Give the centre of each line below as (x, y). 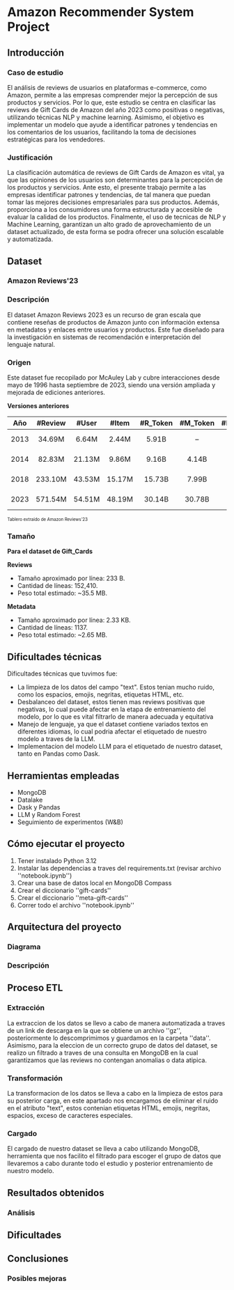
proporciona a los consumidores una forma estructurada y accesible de (110, 210)
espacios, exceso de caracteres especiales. (70, 1116)
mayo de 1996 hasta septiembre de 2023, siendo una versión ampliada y (111, 385)
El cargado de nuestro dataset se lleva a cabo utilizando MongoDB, (103, 1149)
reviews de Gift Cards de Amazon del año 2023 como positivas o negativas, (116, 109)
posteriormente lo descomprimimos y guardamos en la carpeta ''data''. (109, 1038)
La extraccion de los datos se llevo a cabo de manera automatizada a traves (116, 1023)
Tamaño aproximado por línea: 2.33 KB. (74, 620)
